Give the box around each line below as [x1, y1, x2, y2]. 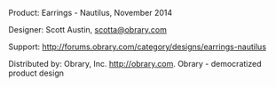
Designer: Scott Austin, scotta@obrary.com [8, 25, 168, 34]
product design [8, 68, 64, 78]
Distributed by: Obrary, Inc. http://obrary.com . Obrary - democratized [8, 59, 262, 69]
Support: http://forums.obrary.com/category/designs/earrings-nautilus [8, 41, 267, 52]
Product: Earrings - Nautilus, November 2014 [8, 8, 173, 18]
